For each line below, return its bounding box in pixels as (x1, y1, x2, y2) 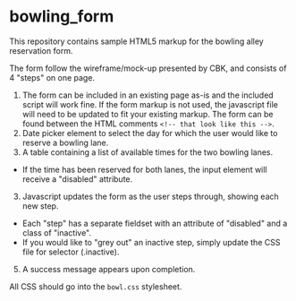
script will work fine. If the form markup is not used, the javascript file (21, 99, 279, 109)
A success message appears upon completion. (21, 263, 196, 274)
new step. (21, 200, 59, 211)
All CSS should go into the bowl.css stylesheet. (9, 280, 182, 292)
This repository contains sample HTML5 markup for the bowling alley (9, 36, 264, 47)
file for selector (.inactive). (21, 246, 120, 257)
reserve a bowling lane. (21, 137, 109, 148)
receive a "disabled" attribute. (21, 173, 133, 185)
